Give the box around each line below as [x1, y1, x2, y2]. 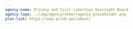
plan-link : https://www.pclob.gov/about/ [5, 16, 91, 21]
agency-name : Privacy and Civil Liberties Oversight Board [5, 7, 129, 12]
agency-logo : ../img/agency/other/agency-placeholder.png [5, 12, 126, 17]
